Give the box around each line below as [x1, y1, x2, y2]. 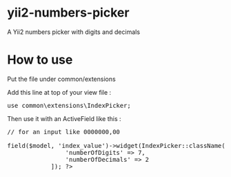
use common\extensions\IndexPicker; [7, 102, 131, 109]
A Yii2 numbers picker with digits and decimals [7, 28, 140, 36]
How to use [7, 52, 73, 68]
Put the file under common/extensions [7, 75, 116, 83]
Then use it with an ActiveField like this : [7, 114, 122, 122]
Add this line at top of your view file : [7, 88, 112, 96]
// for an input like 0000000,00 [7, 128, 121, 136]
